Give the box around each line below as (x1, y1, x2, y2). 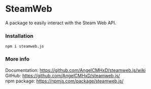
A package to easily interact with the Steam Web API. (5, 20, 117, 26)
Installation (5, 32, 34, 39)
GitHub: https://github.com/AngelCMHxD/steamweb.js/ (5, 72, 120, 78)
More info (5, 56, 29, 63)
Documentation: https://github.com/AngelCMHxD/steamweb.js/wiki (5, 67, 146, 73)
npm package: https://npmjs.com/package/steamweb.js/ (5, 78, 124, 84)
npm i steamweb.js (5, 44, 44, 49)
